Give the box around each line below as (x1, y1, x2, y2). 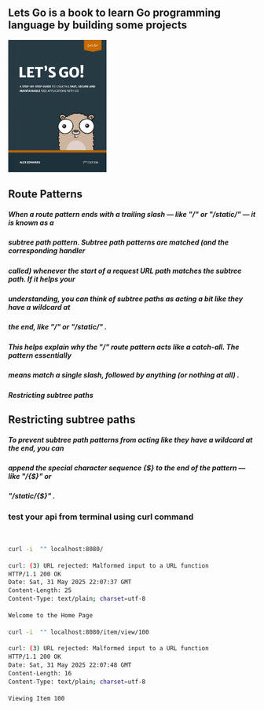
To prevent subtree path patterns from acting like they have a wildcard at (8, 435, 253, 444)
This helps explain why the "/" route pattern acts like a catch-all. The (8, 342, 240, 351)
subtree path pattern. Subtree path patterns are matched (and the (8, 237, 229, 247)
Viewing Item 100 (8, 694, 65, 702)
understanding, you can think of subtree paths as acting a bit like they (8, 294, 244, 303)
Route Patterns (8, 188, 82, 201)
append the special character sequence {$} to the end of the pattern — (8, 463, 246, 473)
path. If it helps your (8, 274, 76, 284)
